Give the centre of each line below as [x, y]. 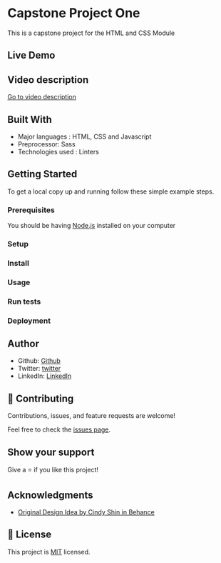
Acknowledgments [51, 495]
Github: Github [39, 361]
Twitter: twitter [39, 369]
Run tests [24, 302]
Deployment [29, 321]
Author [23, 344]
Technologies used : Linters [58, 151]
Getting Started [42, 174]
